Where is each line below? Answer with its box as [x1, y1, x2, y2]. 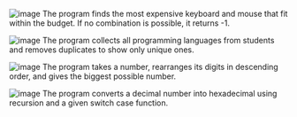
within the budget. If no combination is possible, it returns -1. [9, 18, 230, 28]
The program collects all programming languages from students [42, 35, 275, 45]
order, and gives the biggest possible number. [9, 71, 177, 82]
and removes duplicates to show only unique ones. [9, 44, 194, 55]
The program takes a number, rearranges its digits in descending [42, 62, 278, 72]
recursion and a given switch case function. [9, 97, 169, 108]
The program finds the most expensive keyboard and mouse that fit [42, 9, 288, 19]
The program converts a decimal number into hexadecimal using [42, 89, 278, 98]
